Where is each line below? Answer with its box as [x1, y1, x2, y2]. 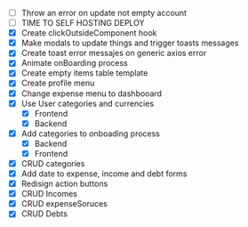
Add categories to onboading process [20, 128, 161, 139]
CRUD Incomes [20, 189, 77, 199]
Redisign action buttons [20, 178, 108, 190]
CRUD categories [20, 158, 85, 168]
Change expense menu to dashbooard [20, 88, 162, 99]
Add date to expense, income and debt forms [20, 168, 188, 179]
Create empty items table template [20, 68, 148, 78]
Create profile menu [20, 77, 95, 88]
